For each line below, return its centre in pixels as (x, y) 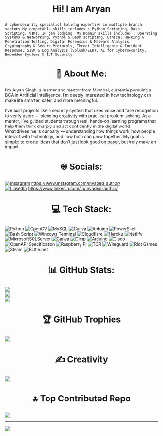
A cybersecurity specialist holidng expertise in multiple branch (73, 25)
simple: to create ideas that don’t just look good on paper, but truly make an (81, 142)
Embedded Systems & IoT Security (39, 54)
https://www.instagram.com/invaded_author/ (76, 183)
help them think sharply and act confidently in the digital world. (68, 126)
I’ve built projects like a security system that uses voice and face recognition (81, 111)
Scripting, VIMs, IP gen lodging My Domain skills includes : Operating (81, 33)
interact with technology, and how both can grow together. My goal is (74, 137)
